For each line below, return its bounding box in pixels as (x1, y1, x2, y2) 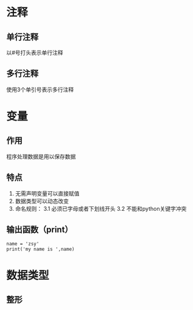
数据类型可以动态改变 (15, 197, 69, 205)
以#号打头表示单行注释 (6, 49, 63, 56)
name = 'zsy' (6, 241, 40, 247)
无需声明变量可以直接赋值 (15, 189, 80, 197)
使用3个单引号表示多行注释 (6, 86, 74, 93)
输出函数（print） (6, 225, 73, 235)
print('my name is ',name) (6, 246, 75, 253)
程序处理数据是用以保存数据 (6, 153, 76, 160)
